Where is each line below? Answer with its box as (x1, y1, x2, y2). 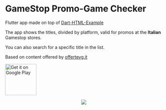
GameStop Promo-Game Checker (5, 3, 147, 14)
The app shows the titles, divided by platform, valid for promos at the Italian (5, 29, 161, 35)
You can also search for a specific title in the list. (5, 44, 105, 50)
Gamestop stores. (5, 34, 42, 40)
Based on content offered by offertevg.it (5, 53, 88, 60)
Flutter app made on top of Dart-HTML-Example (5, 19, 104, 25)
